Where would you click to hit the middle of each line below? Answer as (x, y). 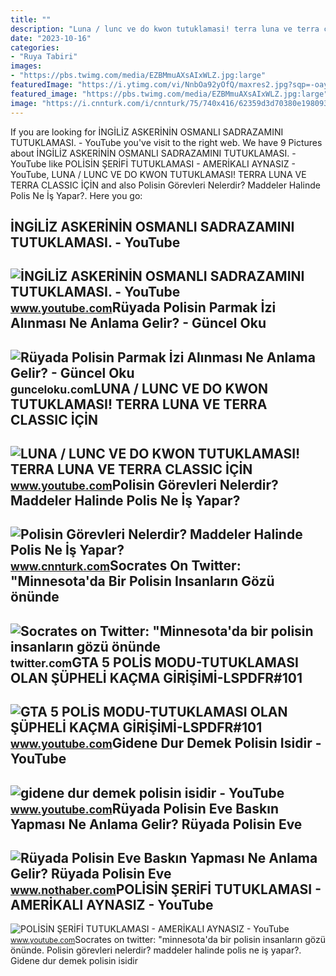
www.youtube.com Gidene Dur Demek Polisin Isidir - (166, 743)
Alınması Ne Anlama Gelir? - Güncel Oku (138, 323)
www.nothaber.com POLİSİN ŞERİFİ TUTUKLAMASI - (166, 889)
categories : (35, 47)
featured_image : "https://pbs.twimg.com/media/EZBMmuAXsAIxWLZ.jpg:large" (169, 94)
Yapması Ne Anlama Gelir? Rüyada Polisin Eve (156, 824)
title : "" (31, 19)
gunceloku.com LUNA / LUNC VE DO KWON (139, 388)
